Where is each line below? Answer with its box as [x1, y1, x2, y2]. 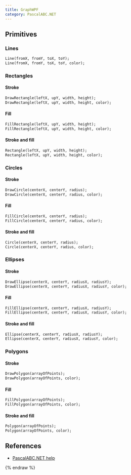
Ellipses [5, 256, 25, 263]
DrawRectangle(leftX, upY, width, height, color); [5, 100, 112, 105]
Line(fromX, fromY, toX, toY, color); [5, 61, 85, 66]
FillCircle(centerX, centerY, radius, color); [5, 218, 103, 223]
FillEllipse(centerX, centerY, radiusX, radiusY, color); [5, 310, 127, 315]
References [5, 442, 42, 450]
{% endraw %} [5, 465, 36, 471]
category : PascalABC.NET [5, 12, 56, 17]
